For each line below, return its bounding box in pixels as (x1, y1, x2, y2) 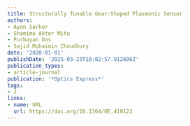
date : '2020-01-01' (7, 50, 64, 57)
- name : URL (7, 101, 42, 108)
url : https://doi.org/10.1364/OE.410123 (13, 108, 133, 115)
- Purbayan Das (7, 36, 52, 43)
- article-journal (7, 69, 61, 76)
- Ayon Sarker (7, 23, 49, 30)
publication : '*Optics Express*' (7, 75, 105, 83)
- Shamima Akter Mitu (7, 29, 71, 37)
